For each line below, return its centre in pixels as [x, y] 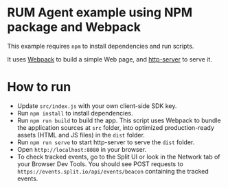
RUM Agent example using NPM [100, 13]
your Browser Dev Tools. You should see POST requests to [100, 164]
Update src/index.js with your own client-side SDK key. [97, 106]
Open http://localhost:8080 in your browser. [81, 149]
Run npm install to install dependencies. [75, 113]
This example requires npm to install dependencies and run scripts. [101, 46]
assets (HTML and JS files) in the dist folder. [81, 135]
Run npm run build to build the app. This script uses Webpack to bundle [119, 120]
